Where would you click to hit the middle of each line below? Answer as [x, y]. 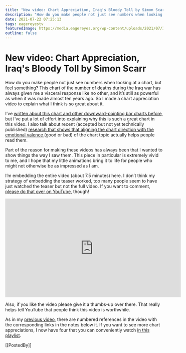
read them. [17, 140]
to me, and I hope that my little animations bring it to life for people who [79, 160]
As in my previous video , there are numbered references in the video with [81, 319]
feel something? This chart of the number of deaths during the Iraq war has [83, 88]
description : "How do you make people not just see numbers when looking [84, 15]
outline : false [21, 33]
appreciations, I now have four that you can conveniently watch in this [77, 330]
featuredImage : [21, 29]
